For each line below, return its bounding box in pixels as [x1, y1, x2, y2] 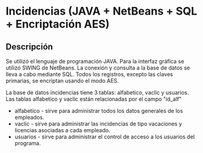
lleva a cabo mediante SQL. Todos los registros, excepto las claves [5, 71, 173, 77]
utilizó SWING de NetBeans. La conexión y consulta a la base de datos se [5, 64, 190, 71]
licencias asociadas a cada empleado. [14, 127, 110, 133]
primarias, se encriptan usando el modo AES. [5, 77, 119, 84]
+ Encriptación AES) [5, 17, 110, 31]
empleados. [14, 114, 45, 121]
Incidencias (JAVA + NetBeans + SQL [5, 4, 198, 18]
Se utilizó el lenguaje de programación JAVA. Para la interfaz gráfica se [5, 58, 184, 65]
